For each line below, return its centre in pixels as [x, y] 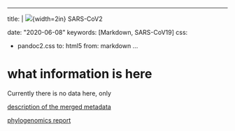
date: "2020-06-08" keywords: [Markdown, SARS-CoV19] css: [98, 32]
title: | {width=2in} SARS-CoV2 [55, 19]
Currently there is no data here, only [59, 93]
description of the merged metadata [59, 107]
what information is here [80, 74]
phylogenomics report [39, 120]
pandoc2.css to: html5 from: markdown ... [78, 46]
